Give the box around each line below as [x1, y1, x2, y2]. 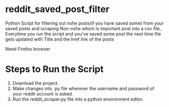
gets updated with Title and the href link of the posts [5, 36, 115, 42]
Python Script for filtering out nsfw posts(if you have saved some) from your [5, 20, 164, 26]
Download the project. [12, 80, 59, 86]
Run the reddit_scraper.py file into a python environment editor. [12, 96, 144, 102]
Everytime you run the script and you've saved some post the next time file [5, 31, 161, 37]
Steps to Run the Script [5, 64, 104, 75]
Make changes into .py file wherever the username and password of [12, 85, 155, 91]
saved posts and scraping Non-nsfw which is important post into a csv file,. [5, 25, 162, 31]
